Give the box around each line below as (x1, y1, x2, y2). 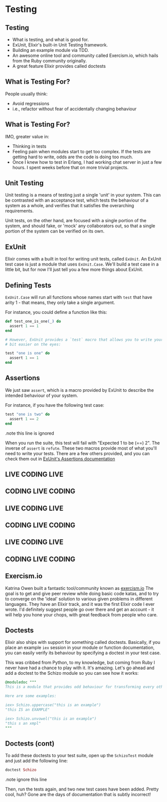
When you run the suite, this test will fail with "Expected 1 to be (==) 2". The (5, 440, 160, 446)
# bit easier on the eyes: (5, 342, 61, 347)
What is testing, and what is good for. (12, 36, 89, 42)
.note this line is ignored (5, 430, 55, 436)
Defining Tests (5, 281, 51, 289)
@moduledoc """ (5, 680, 37, 685)
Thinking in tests (12, 143, 47, 149)
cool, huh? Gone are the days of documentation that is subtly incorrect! (5, 792, 151, 798)
